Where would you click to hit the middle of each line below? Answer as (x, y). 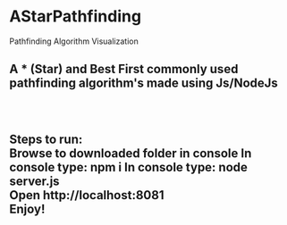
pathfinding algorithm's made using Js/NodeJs (144, 83)
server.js (34, 181)
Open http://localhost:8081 (87, 195)
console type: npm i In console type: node (129, 167)
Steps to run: (46, 139)
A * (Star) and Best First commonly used (124, 69)
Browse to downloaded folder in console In (131, 153)
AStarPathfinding (75, 17)
